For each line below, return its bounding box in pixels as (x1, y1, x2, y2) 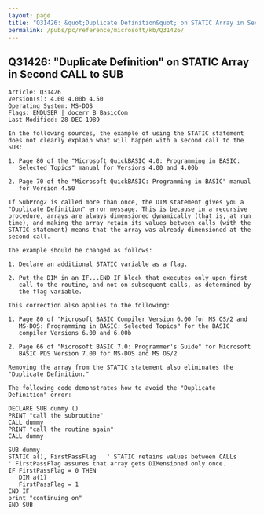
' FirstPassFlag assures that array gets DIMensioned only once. (8, 460, 226, 468)
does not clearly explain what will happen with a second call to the (8, 137, 244, 145)
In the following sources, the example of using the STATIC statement (8, 130, 244, 138)
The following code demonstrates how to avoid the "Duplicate (8, 384, 216, 392)
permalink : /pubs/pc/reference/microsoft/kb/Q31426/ (8, 26, 185, 34)
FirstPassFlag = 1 (18, 480, 79, 488)
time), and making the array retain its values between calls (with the (8, 219, 251, 227)
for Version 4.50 (18, 185, 76, 193)
